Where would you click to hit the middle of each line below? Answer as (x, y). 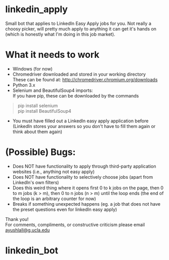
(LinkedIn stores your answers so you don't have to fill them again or (84, 126)
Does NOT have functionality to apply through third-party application (84, 166)
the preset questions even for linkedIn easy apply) (65, 209)
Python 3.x (24, 85)
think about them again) (37, 132)
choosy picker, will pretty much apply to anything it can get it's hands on (81, 28)
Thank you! (17, 219)
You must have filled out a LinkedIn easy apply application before (80, 121)
